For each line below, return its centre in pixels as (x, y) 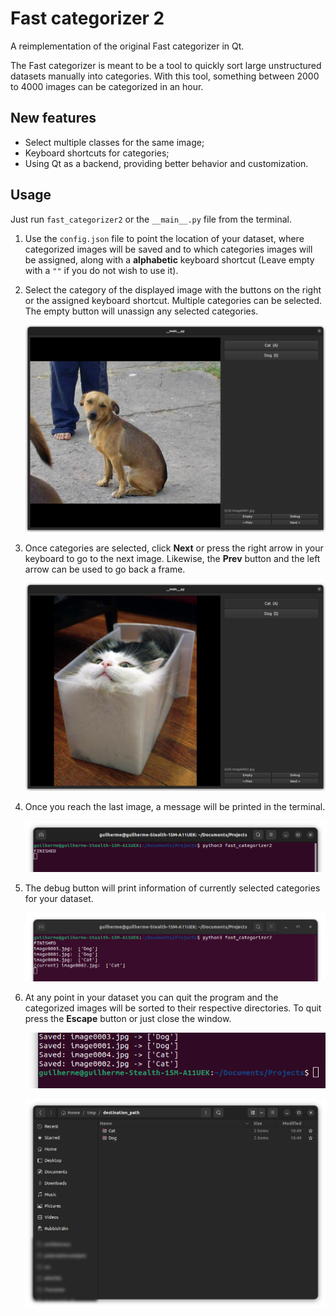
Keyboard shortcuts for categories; (97, 153)
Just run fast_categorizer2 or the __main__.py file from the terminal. (151, 219)
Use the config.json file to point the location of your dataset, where (164, 238)
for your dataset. (59, 899)
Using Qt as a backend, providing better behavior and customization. (166, 163)
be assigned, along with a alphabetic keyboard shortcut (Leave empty (169, 259)
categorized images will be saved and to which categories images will (168, 249)
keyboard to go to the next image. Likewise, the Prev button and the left (172, 559)
